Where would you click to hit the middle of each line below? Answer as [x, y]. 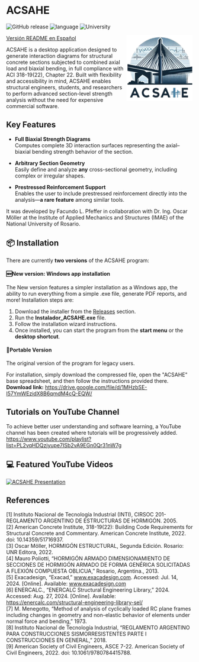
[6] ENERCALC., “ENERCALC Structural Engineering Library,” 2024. [88, 590]
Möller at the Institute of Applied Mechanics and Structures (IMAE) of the [95, 217]
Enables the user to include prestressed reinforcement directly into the [101, 193]
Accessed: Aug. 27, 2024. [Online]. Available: [61, 596]
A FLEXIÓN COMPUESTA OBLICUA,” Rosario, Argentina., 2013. [83, 571]
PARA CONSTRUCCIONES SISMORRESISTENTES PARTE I [76, 634]
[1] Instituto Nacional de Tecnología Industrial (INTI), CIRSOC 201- [86, 515]
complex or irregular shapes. [50, 176]
